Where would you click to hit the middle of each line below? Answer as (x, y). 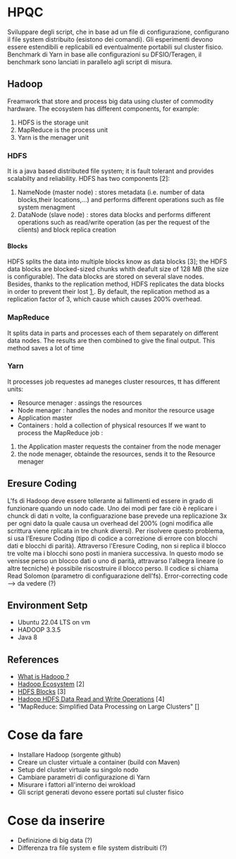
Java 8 (27, 637)
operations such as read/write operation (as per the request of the (113, 223)
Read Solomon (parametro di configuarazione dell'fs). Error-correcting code (118, 576)
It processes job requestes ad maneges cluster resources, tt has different (114, 381)
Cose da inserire (56, 821)
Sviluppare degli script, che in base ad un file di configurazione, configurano (118, 32)
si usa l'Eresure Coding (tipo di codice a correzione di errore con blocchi (113, 538)
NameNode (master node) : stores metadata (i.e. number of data (111, 192)
